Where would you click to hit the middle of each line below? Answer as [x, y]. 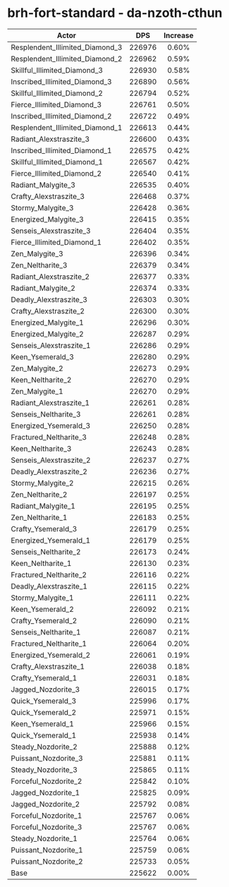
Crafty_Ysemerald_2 [44, 620]
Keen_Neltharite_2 [41, 380]
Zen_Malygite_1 [37, 391]
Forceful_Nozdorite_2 [47, 781]
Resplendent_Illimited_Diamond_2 [67, 59]
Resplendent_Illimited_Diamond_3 [67, 47]
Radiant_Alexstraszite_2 [50, 277]
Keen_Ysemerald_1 [42, 723]
